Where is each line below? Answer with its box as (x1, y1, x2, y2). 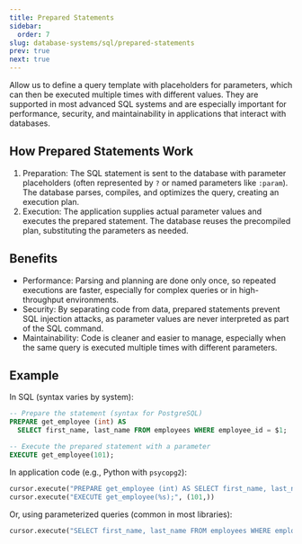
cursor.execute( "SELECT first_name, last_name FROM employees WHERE (9, 526, 271, 535)
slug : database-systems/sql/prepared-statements (9, 38, 195, 48)
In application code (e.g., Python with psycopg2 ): (9, 467, 187, 477)
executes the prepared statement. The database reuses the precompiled (22, 215, 291, 226)
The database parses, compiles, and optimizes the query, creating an (22, 186, 280, 198)
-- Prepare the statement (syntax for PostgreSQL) (9, 409, 203, 418)
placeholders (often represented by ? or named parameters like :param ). (22, 177, 289, 188)
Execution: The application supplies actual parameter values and (22, 206, 262, 217)
